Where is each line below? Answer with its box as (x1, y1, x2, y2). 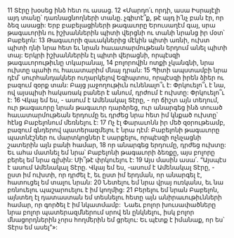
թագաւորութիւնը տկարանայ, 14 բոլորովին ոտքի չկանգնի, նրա (7, 58, 214, 66)
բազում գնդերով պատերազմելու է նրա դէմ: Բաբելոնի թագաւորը (7, 126, 220, 134)
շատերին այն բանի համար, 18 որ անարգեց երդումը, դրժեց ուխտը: (7, 141, 226, 149)
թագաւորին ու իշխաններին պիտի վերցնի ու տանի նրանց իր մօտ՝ (7, 28, 225, 37)
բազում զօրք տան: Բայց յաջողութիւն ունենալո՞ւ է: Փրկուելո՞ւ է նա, (7, 81, 226, 89)
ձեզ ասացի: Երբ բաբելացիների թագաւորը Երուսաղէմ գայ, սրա (7, 21, 216, 29)
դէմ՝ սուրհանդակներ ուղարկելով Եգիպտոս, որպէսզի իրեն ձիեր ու (7, 73, 224, 82)
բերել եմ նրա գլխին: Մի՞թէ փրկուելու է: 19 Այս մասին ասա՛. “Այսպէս (7, 156, 227, 164)
